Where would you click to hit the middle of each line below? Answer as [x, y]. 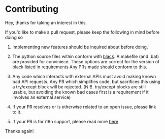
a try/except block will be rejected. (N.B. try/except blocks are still [79, 86]
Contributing [32, 9]
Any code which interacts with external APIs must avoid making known [84, 76]
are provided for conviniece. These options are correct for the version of [86, 61]
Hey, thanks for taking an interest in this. [46, 23]
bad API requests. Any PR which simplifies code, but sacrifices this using [86, 82]
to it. [17, 112]
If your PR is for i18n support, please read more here [65, 121]
